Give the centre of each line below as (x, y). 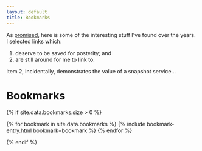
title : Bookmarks (28, 18)
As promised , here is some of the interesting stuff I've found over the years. (101, 35)
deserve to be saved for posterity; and (63, 53)
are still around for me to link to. (55, 59)
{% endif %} (22, 143)
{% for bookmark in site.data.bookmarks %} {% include (76, 124)
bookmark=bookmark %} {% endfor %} (83, 130)
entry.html (19, 130)
